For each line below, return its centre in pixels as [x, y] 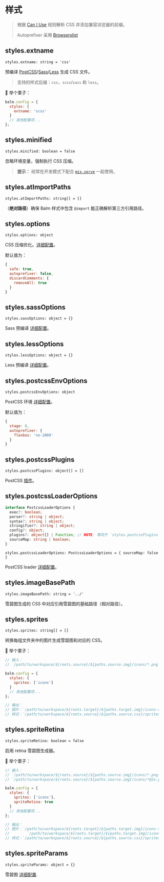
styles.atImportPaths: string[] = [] [43, 198]
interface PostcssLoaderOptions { [40, 507]
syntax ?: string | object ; [37, 521]
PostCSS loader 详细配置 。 [32, 567]
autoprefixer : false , [31, 274]
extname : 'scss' [31, 111]
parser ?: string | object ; [37, 517]
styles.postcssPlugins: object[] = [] [44, 471]
